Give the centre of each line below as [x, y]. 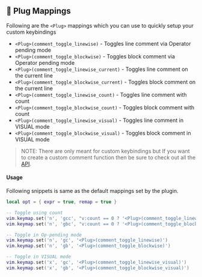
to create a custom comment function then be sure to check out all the [108, 157]
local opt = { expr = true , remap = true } [62, 202]
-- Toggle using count [35, 213]
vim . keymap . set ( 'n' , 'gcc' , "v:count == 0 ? [63, 218]
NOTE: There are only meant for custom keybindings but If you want [106, 151]
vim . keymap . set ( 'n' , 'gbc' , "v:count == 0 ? [63, 224]
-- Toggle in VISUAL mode [38, 257]
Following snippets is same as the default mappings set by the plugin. [92, 191]
